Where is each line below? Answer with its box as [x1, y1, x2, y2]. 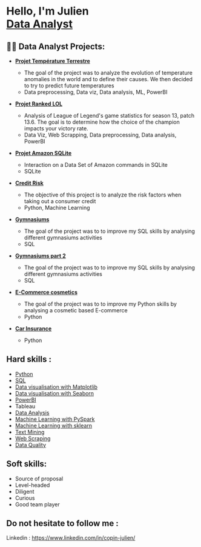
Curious [15, 494, 35, 502]
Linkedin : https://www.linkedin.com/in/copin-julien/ [6, 534, 136, 542]
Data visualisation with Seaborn [15, 389, 94, 397]
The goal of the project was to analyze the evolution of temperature [24, 69, 193, 76]
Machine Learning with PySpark [15, 415, 95, 423]
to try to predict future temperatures [24, 82, 114, 89]
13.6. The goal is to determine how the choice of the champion [24, 118, 180, 126]
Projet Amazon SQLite [15, 150, 72, 156]
